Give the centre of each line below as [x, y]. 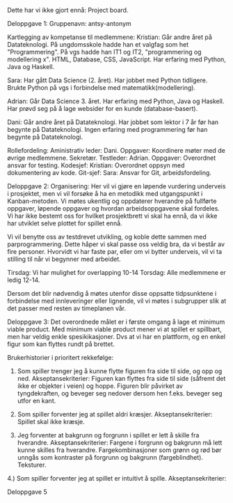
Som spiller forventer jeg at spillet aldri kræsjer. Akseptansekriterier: [115, 414]
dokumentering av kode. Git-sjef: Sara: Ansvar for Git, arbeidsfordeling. [110, 173]
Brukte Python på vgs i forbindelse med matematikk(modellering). [102, 88]
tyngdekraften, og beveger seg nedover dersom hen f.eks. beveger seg [120, 393]
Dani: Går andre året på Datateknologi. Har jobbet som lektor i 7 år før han [113, 122]
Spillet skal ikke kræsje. [51, 422]
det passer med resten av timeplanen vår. [67, 308]
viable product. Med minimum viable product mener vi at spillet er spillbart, [115, 329]
